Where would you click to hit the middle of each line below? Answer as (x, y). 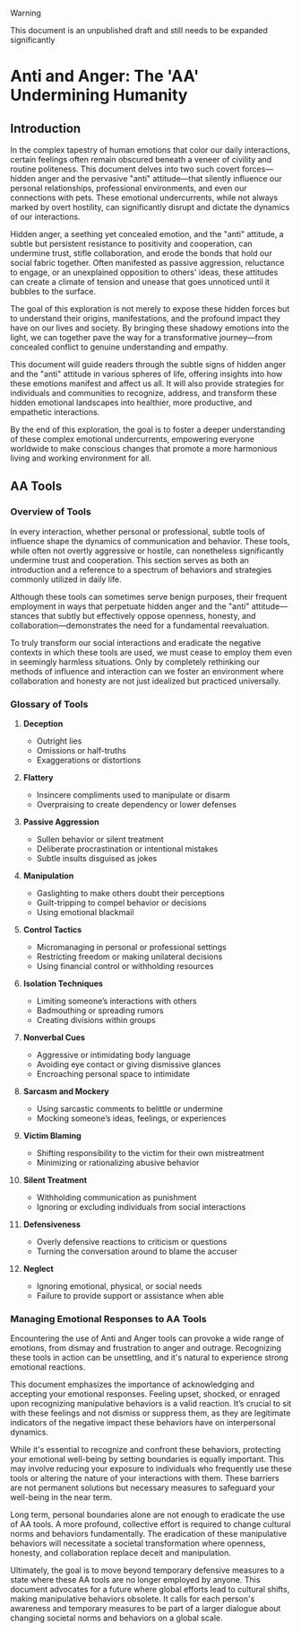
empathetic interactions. (55, 412)
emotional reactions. (48, 1367)
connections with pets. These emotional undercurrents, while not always (144, 198)
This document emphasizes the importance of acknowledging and (132, 1385)
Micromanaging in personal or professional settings (131, 947)
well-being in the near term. (61, 1497)
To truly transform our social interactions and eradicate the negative (136, 642)
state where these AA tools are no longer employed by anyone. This (135, 1580)
